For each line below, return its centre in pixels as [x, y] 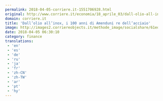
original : [15, 14]
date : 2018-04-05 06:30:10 [32, 32]
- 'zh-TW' [17, 77]
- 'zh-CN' [17, 73]
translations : [19, 41]
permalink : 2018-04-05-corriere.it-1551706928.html [58, 9]
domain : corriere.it [26, 18]
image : [12, 28]
